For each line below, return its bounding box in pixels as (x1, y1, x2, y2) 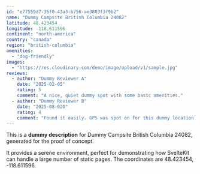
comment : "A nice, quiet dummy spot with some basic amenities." (17, 92, 184, 98)
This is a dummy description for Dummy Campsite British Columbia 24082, (6, 131, 193, 139)
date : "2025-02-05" (17, 82, 66, 88)
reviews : (6, 70, 28, 76)
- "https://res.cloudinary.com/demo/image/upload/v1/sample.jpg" (11, 64, 178, 71)
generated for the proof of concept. (6, 137, 94, 145)
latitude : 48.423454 (6, 20, 58, 26)
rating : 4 (17, 109, 42, 115)
